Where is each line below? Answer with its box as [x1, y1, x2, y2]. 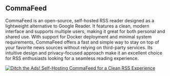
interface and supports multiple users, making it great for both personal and [5, 28, 165, 34]
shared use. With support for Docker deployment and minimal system [5, 33, 152, 40]
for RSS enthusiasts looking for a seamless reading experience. [5, 55, 139, 61]
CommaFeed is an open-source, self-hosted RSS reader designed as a [5, 17, 155, 23]
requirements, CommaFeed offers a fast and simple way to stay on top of [5, 39, 160, 45]
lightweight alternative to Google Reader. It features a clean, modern [5, 23, 150, 29]
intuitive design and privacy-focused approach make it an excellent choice [5, 50, 163, 56]
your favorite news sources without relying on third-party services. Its [5, 44, 153, 50]
